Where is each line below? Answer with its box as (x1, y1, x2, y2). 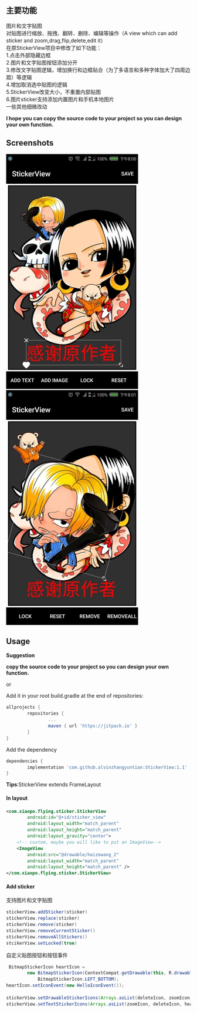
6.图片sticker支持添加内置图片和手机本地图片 (6, 96, 114, 103)
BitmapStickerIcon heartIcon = (8, 964, 85, 970)
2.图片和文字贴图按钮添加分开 (6, 59, 78, 66)
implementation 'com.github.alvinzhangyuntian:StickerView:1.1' (27, 764, 188, 770)
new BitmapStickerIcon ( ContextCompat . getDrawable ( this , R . (27, 970, 175, 976)
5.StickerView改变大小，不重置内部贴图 (6, 88, 101, 95)
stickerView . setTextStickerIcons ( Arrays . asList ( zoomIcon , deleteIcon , (6, 1001, 182, 1007)
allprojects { (6, 704, 41, 711)
